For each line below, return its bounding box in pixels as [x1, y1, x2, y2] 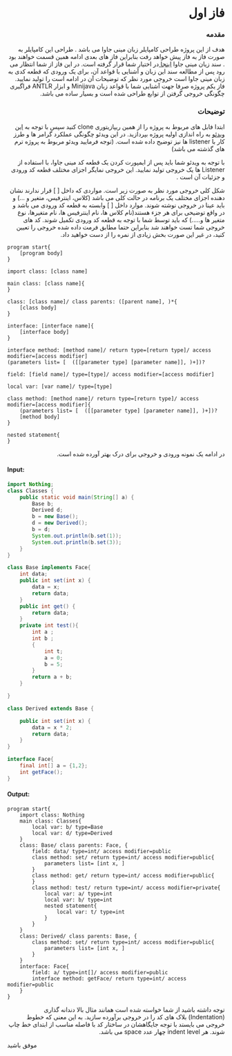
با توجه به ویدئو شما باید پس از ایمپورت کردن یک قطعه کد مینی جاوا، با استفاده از [17, 158, 225, 166]
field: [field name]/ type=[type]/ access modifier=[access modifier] [7, 370, 215, 378]
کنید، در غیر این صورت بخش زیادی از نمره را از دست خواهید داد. [60, 230, 225, 238]
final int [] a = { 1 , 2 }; [19, 762, 88, 769]
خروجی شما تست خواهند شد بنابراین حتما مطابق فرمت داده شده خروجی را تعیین [16, 223, 225, 231]
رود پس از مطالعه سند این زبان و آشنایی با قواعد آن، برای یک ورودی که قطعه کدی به [8, 67, 225, 75]
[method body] [19, 413, 60, 420]
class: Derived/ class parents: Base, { [19, 933, 137, 940]
